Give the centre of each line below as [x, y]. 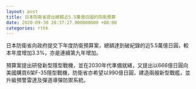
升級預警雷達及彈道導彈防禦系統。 [47, 80]
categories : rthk [27, 28]
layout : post [22, 11]
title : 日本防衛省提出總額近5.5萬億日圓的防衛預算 [61, 17]
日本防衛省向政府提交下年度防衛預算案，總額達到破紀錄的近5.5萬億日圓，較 [98, 45]
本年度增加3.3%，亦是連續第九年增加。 [54, 53]
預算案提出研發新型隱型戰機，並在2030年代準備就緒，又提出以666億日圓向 [97, 65]
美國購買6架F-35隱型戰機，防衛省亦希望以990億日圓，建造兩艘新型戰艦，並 [98, 73]
